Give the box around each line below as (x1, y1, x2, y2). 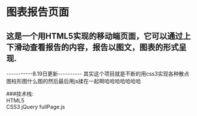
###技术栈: (6, 90, 34, 97)
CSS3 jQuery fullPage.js (6, 104, 66, 110)
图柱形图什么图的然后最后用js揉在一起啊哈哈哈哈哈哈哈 (6, 78, 141, 84)
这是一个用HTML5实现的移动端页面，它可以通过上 (6, 31, 191, 41)
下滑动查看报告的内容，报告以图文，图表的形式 (6, 42, 179, 52)
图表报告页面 (6, 5, 70, 19)
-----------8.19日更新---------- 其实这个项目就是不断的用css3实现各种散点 (6, 70, 190, 77)
